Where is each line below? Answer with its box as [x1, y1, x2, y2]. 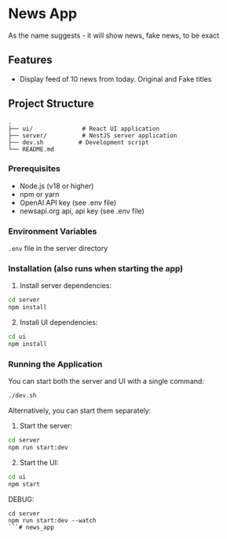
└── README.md [8, 145, 55, 153]
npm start [8, 480, 41, 488]
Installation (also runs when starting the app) [8, 264, 183, 275]
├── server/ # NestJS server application [8, 131, 178, 140]
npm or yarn [19, 189, 60, 198]
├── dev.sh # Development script [8, 138, 149, 146]
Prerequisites [8, 163, 60, 174]
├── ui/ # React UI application [8, 125, 159, 133]
